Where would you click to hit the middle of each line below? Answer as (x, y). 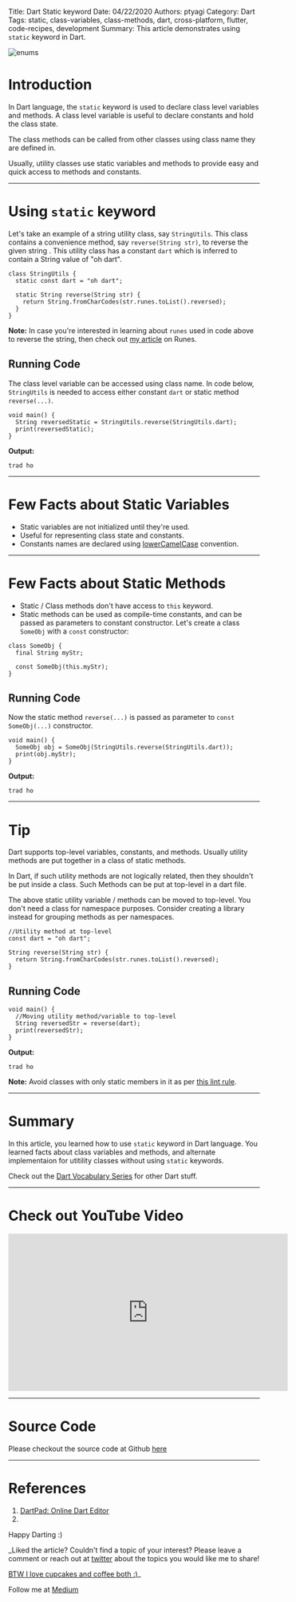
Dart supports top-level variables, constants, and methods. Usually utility (128, 852)
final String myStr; (49, 653)
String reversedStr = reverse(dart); (78, 1024)
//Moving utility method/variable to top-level (96, 1017)
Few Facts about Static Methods (117, 583)
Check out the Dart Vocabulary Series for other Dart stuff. (103, 1176)
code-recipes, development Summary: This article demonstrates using (124, 28)
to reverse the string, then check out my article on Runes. (103, 339)
